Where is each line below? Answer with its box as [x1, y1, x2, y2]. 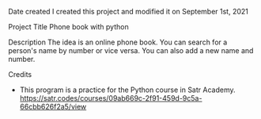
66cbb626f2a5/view [19, 102, 87, 111]
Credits [8, 70, 32, 79]
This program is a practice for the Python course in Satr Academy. [19, 85, 236, 94]
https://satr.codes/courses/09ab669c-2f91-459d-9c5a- [19, 94, 202, 102]
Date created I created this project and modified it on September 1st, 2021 [8, 7, 249, 16]
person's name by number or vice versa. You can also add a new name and [8, 46, 254, 55]
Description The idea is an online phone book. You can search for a [8, 37, 228, 47]
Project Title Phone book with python [8, 22, 129, 31]
